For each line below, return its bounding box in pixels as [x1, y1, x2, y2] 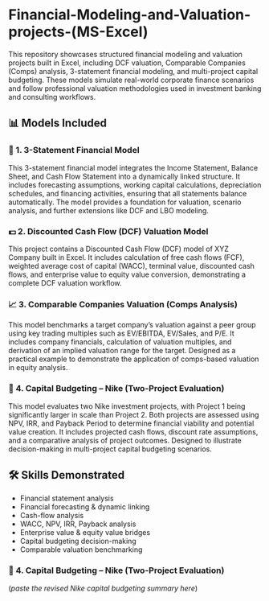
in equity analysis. [8, 363, 68, 373]
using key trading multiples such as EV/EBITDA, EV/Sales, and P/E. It [8, 328, 234, 339]
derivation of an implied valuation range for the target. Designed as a [8, 346, 236, 356]
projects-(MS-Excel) [8, 23, 149, 41]
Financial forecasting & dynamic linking [19, 502, 150, 512]
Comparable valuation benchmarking [19, 545, 143, 554]
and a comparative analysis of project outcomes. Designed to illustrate [8, 435, 243, 445]
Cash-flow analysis [19, 511, 84, 521]
